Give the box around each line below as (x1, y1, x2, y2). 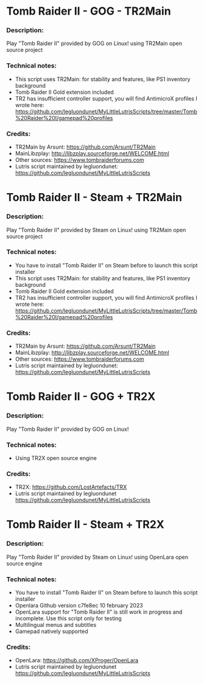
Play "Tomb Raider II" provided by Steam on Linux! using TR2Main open (6, 226, 186, 233)
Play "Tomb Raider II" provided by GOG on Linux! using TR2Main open (6, 40, 183, 47)
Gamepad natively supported (15, 628, 88, 635)
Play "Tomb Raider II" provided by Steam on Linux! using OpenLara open (6, 553, 189, 561)
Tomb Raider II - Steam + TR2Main (6, 191, 183, 205)
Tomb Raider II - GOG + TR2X (6, 390, 156, 403)
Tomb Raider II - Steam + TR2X (6, 518, 164, 531)
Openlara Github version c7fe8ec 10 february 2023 (15, 602, 143, 609)
